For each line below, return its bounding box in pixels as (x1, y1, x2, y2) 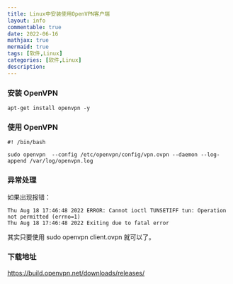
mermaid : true (7, 43, 50, 50)
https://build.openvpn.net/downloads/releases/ (7, 268, 145, 277)
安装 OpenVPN (7, 88, 58, 98)
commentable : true (7, 23, 62, 31)
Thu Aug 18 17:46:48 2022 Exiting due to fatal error (7, 219, 170, 226)
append (7, 158, 27, 165)
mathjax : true (7, 37, 50, 44)
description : (7, 63, 46, 70)
